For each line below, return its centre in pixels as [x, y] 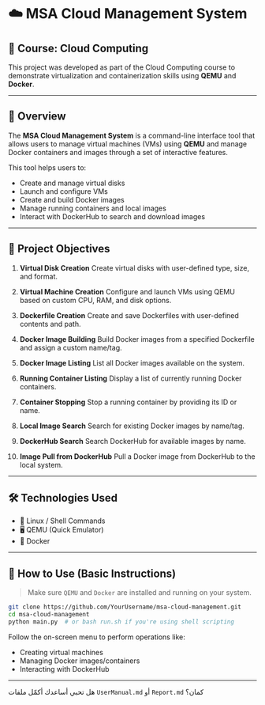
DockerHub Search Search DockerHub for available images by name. [132, 441]
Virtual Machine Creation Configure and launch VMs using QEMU [127, 291]
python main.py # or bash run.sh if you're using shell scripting [121, 622]
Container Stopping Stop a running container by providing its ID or [128, 402]
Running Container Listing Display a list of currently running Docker [131, 378]
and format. [38, 276]
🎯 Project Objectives [59, 249]
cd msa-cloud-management [49, 615]
